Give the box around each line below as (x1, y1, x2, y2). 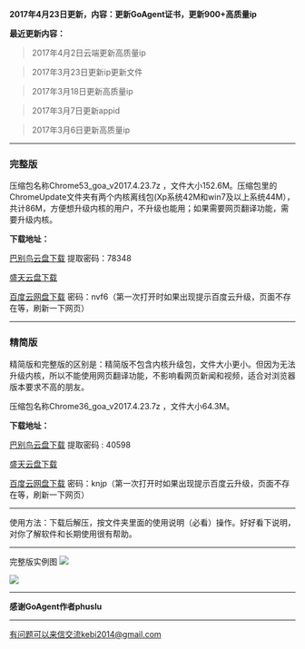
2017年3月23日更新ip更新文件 (31, 67, 143, 77)
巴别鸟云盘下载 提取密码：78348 (9, 253, 132, 264)
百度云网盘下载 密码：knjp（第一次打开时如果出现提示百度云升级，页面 (9, 477, 274, 488)
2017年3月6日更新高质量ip (31, 124, 131, 135)
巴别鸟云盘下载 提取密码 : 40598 (9, 439, 132, 450)
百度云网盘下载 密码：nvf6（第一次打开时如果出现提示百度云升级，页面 (9, 291, 275, 302)
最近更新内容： (9, 28, 65, 39)
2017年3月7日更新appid (31, 105, 121, 116)
